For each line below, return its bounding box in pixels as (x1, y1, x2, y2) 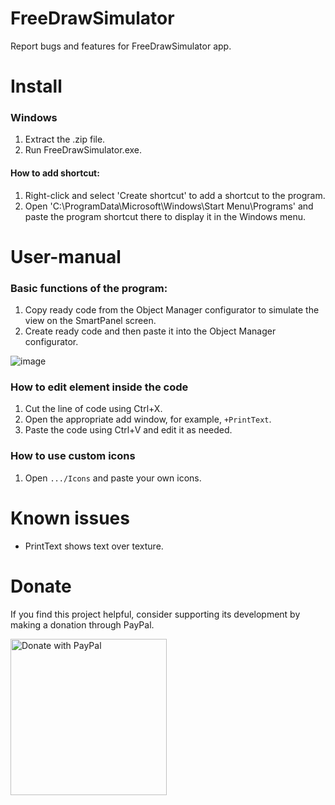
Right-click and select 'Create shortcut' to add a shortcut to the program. (24, 189, 326, 201)
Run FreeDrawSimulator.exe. (24, 144, 143, 156)
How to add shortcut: (10, 167, 100, 179)
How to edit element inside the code (10, 380, 189, 394)
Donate (10, 575, 72, 597)
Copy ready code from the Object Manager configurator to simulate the (24, 304, 320, 316)
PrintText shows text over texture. (24, 540, 164, 552)
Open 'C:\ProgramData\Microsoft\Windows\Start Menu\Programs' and (24, 200, 314, 212)
